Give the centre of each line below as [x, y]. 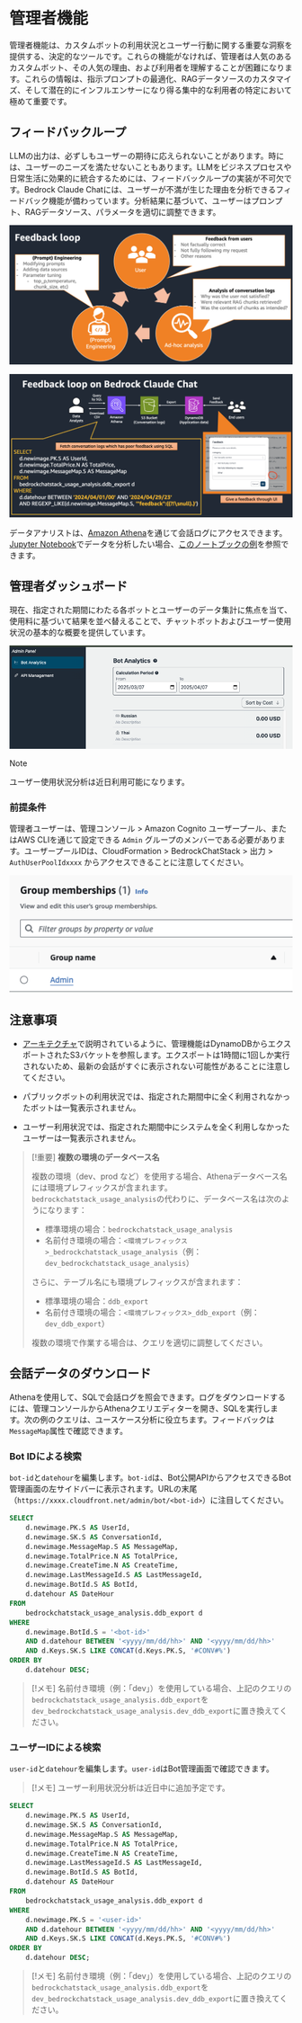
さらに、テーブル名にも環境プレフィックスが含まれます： [137, 1281]
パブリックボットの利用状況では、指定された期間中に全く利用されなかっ [156, 1096]
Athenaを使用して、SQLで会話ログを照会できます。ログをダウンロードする [147, 1397]
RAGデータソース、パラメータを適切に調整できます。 [123, 211]
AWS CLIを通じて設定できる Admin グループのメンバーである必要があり [147, 840]
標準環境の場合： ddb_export [97, 1301]
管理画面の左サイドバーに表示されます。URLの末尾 [103, 1488]
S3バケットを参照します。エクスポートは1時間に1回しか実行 [180, 1055]
